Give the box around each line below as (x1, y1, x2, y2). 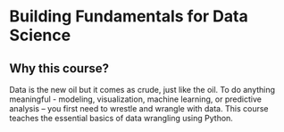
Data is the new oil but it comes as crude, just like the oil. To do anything (9, 85, 275, 95)
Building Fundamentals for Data (9, 6, 248, 27)
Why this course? (9, 61, 110, 76)
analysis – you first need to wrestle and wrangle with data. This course (9, 103, 269, 113)
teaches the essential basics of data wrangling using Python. (9, 113, 234, 123)
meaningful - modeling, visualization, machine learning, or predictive (9, 94, 262, 104)
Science (9, 25, 71, 45)
